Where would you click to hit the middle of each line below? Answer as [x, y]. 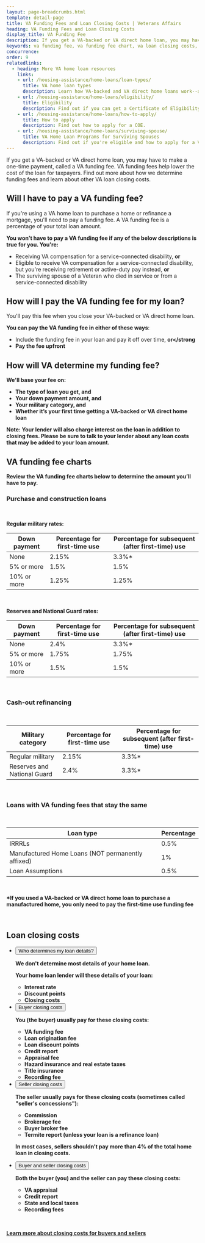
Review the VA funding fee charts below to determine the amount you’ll [99, 476]
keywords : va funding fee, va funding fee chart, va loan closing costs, [102, 46]
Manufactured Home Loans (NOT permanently [76, 853]
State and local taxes [52, 1203]
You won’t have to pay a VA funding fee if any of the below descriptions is [102, 238]
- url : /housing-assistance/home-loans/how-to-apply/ [87, 114]
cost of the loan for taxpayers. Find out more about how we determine [95, 173]
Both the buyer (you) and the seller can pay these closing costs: [98, 1178]
